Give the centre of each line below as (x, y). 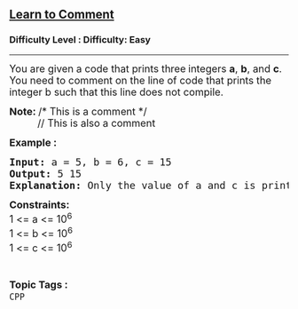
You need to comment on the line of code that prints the (141, 80)
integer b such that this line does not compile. (117, 92)
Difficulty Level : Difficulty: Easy (80, 40)
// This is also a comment (96, 123)
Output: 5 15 (46, 174)
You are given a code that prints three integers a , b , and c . (145, 68)
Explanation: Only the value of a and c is (133, 185)
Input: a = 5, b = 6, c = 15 (90, 162)
